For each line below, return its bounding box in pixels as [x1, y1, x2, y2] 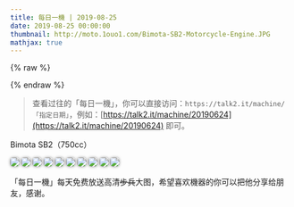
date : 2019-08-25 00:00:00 [10, 21, 111, 30]
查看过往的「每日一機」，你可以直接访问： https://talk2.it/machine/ [31, 98, 285, 109]
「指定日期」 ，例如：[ [31, 109, 104, 120]
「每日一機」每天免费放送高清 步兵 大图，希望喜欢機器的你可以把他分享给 [10, 177, 276, 187]
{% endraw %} [10, 79, 65, 90]
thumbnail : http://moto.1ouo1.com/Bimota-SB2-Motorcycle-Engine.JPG [10, 29, 271, 38]
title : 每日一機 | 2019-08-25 [10, 12, 117, 22]
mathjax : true [10, 37, 63, 47]
